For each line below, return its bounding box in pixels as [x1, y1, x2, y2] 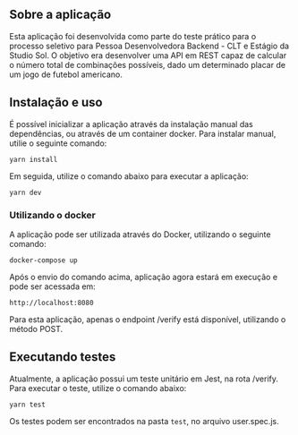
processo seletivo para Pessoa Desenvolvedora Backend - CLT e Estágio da [9, 40, 289, 51]
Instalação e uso [9, 95, 103, 110]
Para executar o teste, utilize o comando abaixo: [9, 382, 187, 393]
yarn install [9, 155, 58, 164]
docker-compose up [9, 255, 78, 265]
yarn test [9, 400, 47, 409]
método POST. [9, 323, 64, 334]
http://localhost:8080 [9, 298, 94, 307]
